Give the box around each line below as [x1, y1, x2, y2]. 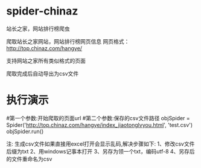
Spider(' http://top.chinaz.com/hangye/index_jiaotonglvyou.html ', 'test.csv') [6, 121, 193, 128]
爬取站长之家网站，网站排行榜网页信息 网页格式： [6, 37, 130, 45]
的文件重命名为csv [6, 155, 53, 163]
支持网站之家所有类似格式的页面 [6, 57, 86, 64]
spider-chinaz [6, 4, 78, 18]
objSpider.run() [6, 128, 44, 135]
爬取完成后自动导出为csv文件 [6, 69, 79, 77]
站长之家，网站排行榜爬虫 [6, 25, 70, 32]
